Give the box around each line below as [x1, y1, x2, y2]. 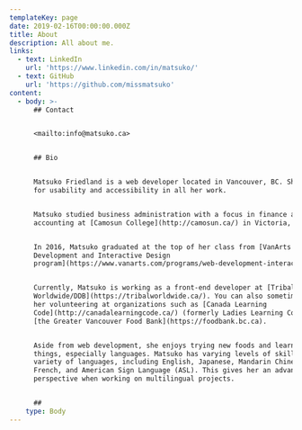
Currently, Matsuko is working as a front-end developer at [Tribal [32, 283, 296, 292]
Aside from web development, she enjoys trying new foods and [32, 341, 271, 350]
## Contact [32, 105, 75, 114]
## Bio [32, 154, 58, 163]
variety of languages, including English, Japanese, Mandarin [32, 357, 271, 367]
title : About [9, 30, 58, 39]
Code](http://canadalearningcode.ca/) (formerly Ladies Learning [32, 308, 283, 318]
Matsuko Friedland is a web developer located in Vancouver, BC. [32, 177, 283, 187]
